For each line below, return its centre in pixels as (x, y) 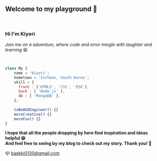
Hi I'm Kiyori (20, 34)
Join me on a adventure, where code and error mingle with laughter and (78, 44)
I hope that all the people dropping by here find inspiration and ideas (77, 133)
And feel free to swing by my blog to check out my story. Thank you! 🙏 (78, 143)
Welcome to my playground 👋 (51, 9)
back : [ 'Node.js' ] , (41, 91)
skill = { (24, 82)
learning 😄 (17, 50)
